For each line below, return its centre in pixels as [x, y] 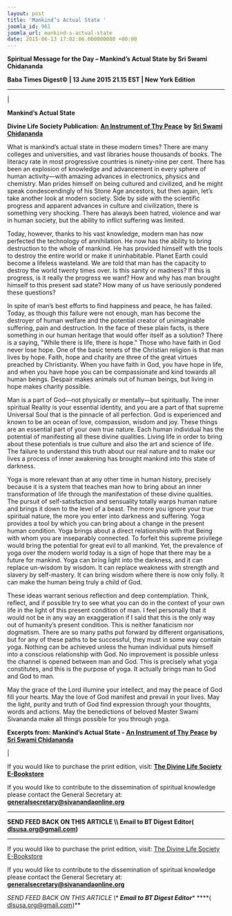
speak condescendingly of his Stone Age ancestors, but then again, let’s [110, 191]
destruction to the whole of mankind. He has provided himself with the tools [115, 249]
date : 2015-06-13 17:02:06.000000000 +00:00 [72, 39]
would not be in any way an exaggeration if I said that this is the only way [111, 618]
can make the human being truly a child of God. [75, 582]
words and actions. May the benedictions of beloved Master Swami [103, 712]
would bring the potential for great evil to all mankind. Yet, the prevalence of [115, 546]
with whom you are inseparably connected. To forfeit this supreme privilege [115, 538]
